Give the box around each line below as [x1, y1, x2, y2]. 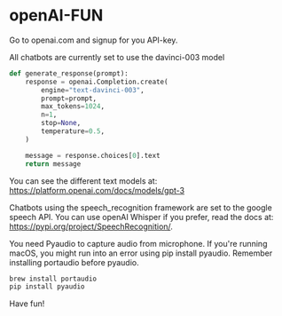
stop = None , [41, 119, 82, 128]
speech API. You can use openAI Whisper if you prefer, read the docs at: [9, 211, 274, 222]
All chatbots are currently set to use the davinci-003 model [9, 51, 225, 62]
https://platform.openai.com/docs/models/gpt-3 [9, 185, 184, 195]
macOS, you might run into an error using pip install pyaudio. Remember [9, 248, 273, 258]
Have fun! [9, 298, 45, 309]
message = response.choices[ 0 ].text [25, 151, 161, 160]
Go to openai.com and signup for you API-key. [9, 35, 178, 45]
